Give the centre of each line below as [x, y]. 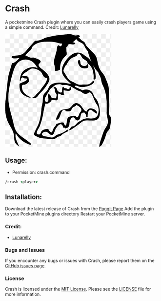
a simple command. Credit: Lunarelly [42, 27]
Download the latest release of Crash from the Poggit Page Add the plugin [80, 209]
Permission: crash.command [41, 172]
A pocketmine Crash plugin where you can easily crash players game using [81, 22]
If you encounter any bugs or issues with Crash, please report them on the [80, 261]
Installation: [24, 197]
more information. [23, 294]
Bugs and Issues [25, 250]
